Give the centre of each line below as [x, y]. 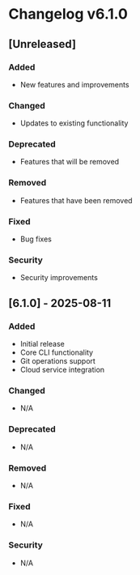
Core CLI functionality [57, 352]
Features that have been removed [76, 200]
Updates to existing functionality [74, 123]
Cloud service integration [62, 370]
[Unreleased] [42, 44]
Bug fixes [36, 239]
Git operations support [57, 361]
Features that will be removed [70, 162]
